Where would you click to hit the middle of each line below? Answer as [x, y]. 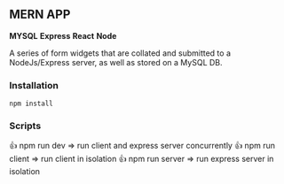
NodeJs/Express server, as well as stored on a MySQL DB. [116, 62]
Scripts [25, 126]
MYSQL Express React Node [63, 35]
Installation [34, 85]
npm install [31, 104]
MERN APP [40, 15]
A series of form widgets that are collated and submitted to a [120, 53]
